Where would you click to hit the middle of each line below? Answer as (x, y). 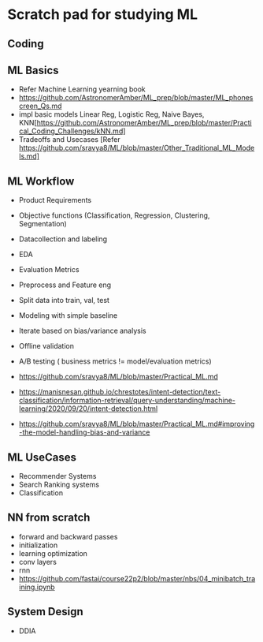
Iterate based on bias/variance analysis (82, 331)
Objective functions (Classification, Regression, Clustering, (114, 215)
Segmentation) (43, 224)
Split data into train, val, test (64, 300)
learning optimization (53, 553)
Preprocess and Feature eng (65, 285)
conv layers (37, 562)
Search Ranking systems (59, 485)
